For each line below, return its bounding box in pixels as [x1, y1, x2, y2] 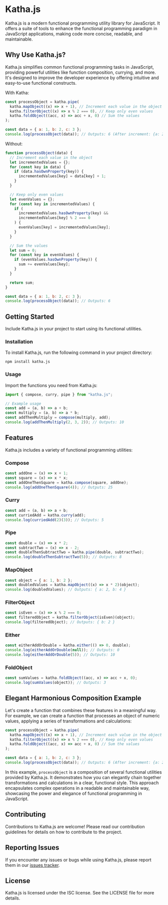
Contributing [5, 810, 46, 819]
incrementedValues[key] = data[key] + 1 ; [18, 174, 106, 179]
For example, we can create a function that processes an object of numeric [5, 712, 160, 718]
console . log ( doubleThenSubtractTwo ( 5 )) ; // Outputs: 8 [5, 555, 122, 560]
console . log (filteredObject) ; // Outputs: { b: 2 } [5, 620, 115, 625]
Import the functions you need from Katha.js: [5, 382, 97, 388]
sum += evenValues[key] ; [18, 262, 70, 267]
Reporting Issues [5, 843, 59, 852]
